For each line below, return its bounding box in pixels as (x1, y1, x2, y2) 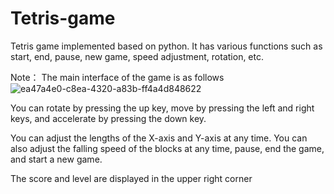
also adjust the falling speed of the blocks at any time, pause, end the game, (10, 142, 325, 154)
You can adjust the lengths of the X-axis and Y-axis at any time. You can (10, 132, 308, 144)
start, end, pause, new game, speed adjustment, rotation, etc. (10, 50, 265, 62)
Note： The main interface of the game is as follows (10, 71, 225, 83)
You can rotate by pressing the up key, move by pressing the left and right (10, 102, 315, 114)
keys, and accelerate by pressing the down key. (10, 112, 207, 124)
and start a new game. (10, 153, 103, 165)
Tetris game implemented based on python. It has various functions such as (10, 40, 323, 52)
